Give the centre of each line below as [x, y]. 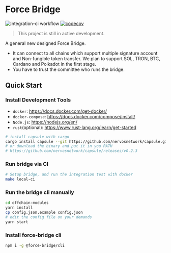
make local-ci [20, 180]
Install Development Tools [38, 100]
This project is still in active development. [61, 33]
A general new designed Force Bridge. [46, 43]
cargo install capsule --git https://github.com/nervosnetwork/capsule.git [87, 141]
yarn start [17, 222]
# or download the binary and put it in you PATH [59, 146]
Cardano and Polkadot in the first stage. [54, 64]
